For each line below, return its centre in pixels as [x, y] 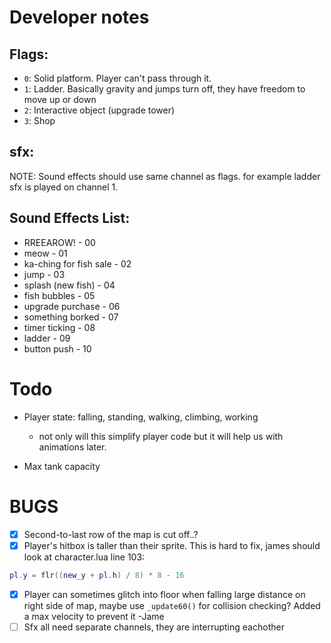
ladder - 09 [47, 338]
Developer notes [79, 17]
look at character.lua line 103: [84, 557]
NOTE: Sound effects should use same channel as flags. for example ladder [165, 176]
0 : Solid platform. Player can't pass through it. [117, 78]
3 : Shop [39, 120]
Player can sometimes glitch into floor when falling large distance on [164, 594]
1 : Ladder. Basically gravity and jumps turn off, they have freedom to [164, 89]
